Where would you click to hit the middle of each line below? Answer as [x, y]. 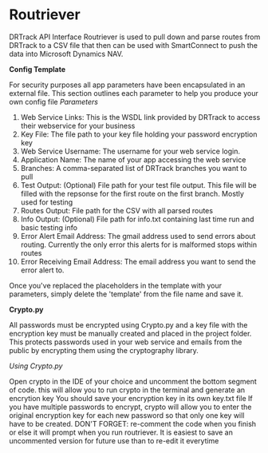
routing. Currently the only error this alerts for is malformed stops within [139, 244]
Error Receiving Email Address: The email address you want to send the [138, 261]
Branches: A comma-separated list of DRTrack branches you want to [134, 168]
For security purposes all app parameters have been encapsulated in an [127, 85]
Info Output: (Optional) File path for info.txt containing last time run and [137, 219]
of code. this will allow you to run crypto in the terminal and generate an [127, 390]
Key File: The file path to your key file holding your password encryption [139, 134]
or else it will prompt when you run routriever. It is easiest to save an [121, 432]
